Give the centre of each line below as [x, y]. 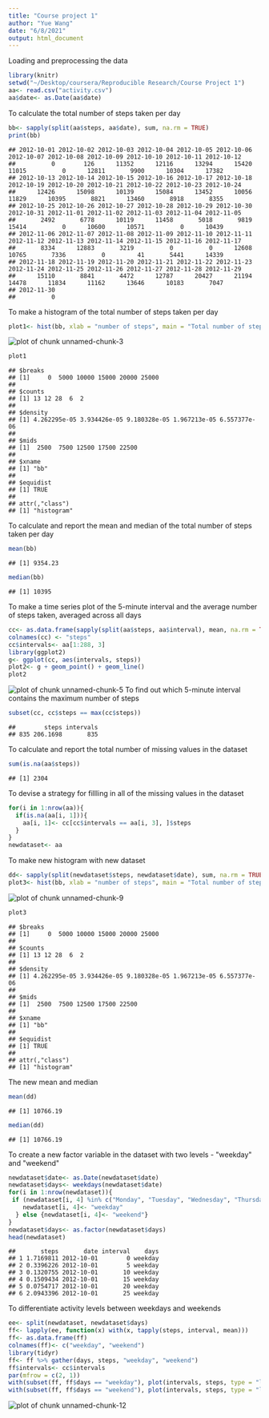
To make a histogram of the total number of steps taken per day [113, 311]
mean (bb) [23, 549]
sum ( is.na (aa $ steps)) [44, 764]
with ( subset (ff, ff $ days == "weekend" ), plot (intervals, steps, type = [130, 1390]
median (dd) [26, 1125]
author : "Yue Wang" [41, 23]
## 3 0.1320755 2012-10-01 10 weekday [84, 1273]
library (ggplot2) [37, 652]
